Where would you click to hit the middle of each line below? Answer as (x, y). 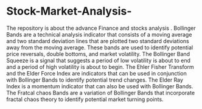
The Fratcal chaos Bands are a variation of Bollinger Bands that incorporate (101, 93)
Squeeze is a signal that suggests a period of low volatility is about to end (98, 60)
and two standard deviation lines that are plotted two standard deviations (98, 41)
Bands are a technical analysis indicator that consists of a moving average (99, 34)
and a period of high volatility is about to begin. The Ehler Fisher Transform (100, 67)
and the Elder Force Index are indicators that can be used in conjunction (96, 73)
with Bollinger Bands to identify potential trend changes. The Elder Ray (95, 80)
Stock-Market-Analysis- (69, 11)
